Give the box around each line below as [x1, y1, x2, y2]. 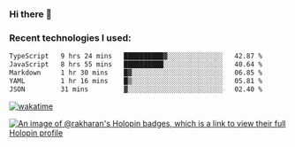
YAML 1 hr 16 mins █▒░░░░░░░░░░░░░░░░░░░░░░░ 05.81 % [9, 76, 263, 85]
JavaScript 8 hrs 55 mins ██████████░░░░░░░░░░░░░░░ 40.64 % [9, 60, 263, 69]
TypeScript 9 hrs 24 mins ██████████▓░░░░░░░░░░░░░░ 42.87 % [9, 52, 263, 61]
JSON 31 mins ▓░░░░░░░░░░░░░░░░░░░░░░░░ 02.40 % [9, 84, 263, 94]
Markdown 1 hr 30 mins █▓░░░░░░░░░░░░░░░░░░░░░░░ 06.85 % [9, 68, 263, 77]
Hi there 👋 [9, 8, 53, 20]
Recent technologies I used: [9, 31, 132, 43]
